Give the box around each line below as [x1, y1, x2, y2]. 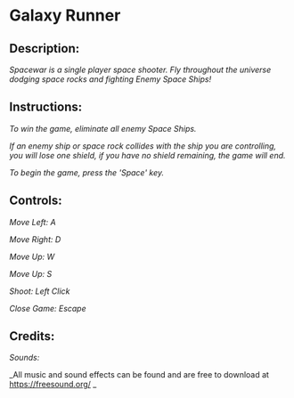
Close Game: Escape [9, 303, 86, 313]
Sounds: [9, 353, 40, 363]
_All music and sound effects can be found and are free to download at [9, 370, 270, 380]
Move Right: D [9, 233, 61, 245]
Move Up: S [9, 268, 53, 279]
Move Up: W [9, 251, 55, 262]
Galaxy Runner [9, 5, 121, 26]
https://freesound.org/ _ [9, 379, 97, 390]
